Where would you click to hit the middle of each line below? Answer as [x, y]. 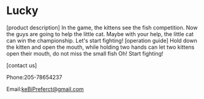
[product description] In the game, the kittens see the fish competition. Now [102, 28]
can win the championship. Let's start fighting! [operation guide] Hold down [102, 40]
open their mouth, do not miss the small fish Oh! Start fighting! [85, 53]
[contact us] [22, 65]
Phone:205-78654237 [34, 77]
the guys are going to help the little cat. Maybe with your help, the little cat [100, 34]
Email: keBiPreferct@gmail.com [45, 89]
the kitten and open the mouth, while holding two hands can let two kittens [100, 47]
